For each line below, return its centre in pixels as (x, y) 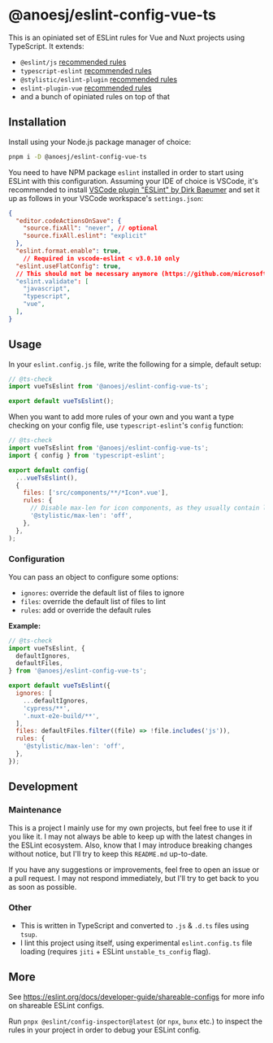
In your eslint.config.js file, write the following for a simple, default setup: (135, 364)
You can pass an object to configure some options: (93, 576)
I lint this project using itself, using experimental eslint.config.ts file (136, 943)
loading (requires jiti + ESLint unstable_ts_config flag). (115, 951)
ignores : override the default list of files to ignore (102, 593)
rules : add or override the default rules (86, 610)
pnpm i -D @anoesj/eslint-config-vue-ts (78, 156)
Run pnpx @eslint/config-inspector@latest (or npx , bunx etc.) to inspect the (135, 1021)
